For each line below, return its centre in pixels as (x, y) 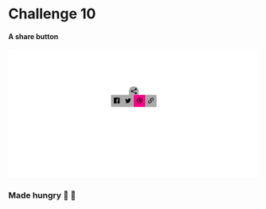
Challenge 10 (52, 14)
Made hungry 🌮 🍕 (42, 195)
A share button (33, 36)
